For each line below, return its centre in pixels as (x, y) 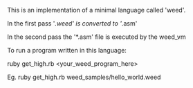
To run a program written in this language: (67, 50)
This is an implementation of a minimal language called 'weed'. (96, 10)
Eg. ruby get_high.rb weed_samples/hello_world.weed (84, 77)
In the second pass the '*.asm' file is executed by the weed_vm (96, 37)
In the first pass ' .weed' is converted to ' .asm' (72, 23)
